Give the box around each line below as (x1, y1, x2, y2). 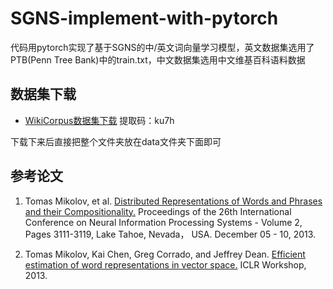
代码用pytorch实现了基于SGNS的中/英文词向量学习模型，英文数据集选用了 (10, 41, 315, 53)
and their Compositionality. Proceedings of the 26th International (24, 205, 292, 217)
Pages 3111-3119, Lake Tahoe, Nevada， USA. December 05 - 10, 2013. (24, 228, 317, 240)
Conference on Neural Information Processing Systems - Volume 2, (24, 216, 303, 228)
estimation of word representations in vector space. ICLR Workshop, (24, 258, 307, 271)
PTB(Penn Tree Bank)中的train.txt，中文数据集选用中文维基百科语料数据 (10, 53, 306, 66)
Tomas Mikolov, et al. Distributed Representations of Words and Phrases (24, 195, 323, 207)
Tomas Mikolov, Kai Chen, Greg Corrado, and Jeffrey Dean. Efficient (24, 248, 306, 260)
